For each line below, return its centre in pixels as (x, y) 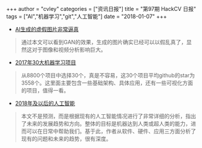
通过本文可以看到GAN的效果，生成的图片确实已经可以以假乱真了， (104, 42)
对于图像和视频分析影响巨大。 (69, 50)
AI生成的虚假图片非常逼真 (47, 29)
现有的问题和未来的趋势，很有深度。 (66, 139)
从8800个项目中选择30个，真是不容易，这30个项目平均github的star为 (108, 75)
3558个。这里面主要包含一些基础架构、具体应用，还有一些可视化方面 (107, 83)
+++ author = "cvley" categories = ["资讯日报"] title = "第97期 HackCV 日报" (101, 9)
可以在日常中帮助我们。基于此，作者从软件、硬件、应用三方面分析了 (111, 131)
